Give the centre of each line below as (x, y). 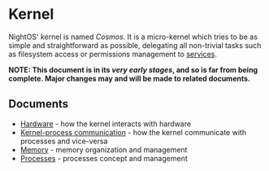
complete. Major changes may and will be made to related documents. (129, 78)
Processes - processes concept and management (104, 158)
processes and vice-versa (64, 141)
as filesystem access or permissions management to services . (113, 54)
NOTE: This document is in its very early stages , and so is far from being (133, 69)
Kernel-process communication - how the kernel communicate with (133, 132)
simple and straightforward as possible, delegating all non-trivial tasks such (135, 45)
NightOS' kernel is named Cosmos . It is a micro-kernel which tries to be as (133, 37)
